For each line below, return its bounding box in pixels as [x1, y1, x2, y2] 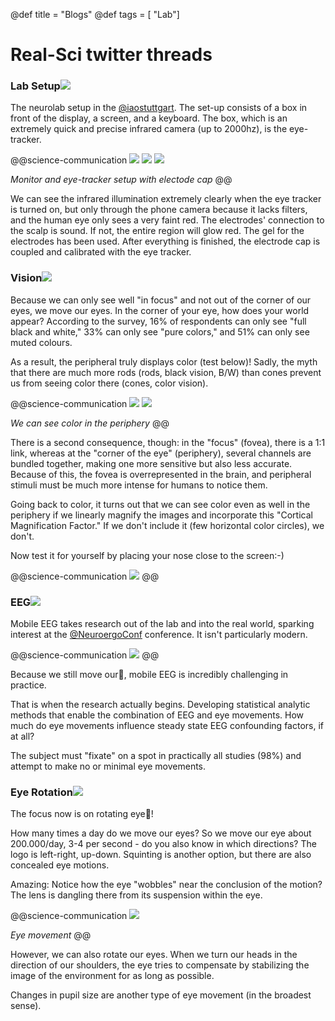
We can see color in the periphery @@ [10, 417, 170, 429]
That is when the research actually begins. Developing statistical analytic [10, 699, 311, 711]
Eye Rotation [10, 785, 73, 799]
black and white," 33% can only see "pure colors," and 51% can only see [10, 325, 310, 338]
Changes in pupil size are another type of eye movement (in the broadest [10, 989, 312, 1001]
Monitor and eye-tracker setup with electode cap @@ [10, 174, 233, 186]
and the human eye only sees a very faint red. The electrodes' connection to [10, 214, 325, 226]
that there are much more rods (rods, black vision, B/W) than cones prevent [10, 366, 322, 378]
